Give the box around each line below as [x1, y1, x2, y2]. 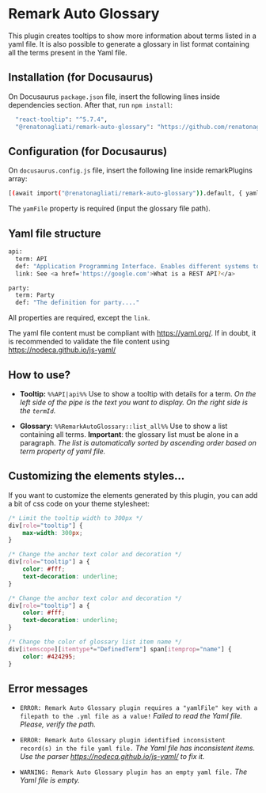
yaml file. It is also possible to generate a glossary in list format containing [8, 39, 250, 48]
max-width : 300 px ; [22, 529, 83, 537]
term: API [15, 255, 47, 263]
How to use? [8, 368, 71, 381]
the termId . [19, 405, 56, 415]
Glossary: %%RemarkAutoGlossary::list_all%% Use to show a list [19, 421, 228, 431]
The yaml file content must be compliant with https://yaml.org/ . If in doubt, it [8, 328, 256, 338]
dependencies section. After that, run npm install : [8, 100, 173, 109]
